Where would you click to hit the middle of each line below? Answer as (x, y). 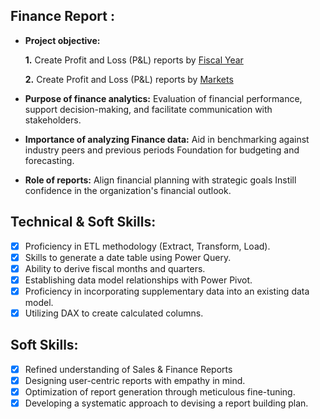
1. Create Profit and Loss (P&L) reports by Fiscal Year (134, 60)
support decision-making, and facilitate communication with (148, 109)
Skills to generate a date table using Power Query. (128, 257)
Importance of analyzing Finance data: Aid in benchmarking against (167, 139)
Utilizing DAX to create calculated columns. (114, 313)
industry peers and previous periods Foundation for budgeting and (162, 150)
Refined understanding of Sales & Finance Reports (128, 369)
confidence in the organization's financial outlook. (128, 190)
